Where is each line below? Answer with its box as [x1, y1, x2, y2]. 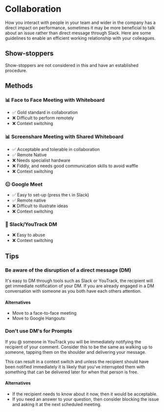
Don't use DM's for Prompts [5, 327, 72, 334]
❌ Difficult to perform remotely [12, 115, 74, 121]
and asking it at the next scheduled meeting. [12, 401, 102, 407]
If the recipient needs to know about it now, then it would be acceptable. [12, 391, 158, 397]
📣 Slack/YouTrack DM [5, 221, 58, 228]
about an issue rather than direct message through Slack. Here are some [5, 30, 151, 36]
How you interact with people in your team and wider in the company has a [5, 20, 156, 25]
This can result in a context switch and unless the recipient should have [5, 358, 149, 365]
